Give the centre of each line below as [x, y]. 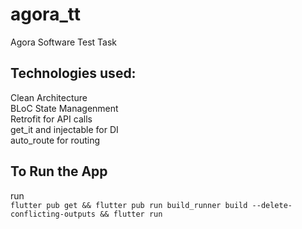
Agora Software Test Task [63, 42]
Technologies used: [73, 73]
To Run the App [59, 171]
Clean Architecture [49, 97]
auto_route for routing [55, 140]
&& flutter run [131, 214]
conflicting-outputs [53, 214]
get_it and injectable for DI [64, 129]
